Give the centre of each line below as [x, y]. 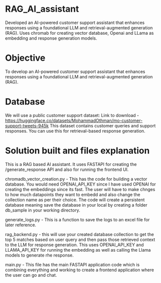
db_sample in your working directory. [42, 210]
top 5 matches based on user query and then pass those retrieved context [80, 239]
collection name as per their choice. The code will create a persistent [75, 200]
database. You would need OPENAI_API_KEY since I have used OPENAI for [80, 184]
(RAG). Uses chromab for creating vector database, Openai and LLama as [80, 33]
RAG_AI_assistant [42, 9]
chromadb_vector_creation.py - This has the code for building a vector [76, 179]
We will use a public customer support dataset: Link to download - [72, 115]
